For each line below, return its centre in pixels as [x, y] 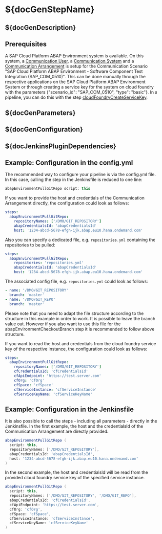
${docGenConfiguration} [44, 129]
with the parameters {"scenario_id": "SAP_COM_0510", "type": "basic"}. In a [81, 92]
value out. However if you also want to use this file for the [63, 324]
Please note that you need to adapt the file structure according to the [74, 313]
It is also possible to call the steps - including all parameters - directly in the [81, 421]
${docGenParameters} [40, 113]
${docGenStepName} [50, 10]
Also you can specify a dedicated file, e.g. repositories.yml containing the [80, 240]
